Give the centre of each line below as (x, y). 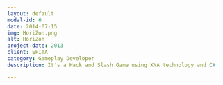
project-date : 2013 (35, 46)
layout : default (31, 13)
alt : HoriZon (26, 39)
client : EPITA (28, 53)
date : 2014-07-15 (32, 26)
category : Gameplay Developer (51, 59)
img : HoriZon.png (32, 33)
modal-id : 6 (24, 20)
